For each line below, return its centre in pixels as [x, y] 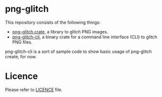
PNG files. [22, 42]
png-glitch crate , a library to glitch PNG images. [60, 32]
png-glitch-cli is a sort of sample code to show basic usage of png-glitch [79, 51]
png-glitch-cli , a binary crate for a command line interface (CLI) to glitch [85, 37]
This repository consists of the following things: [53, 22]
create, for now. [21, 56]
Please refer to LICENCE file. [34, 89]
